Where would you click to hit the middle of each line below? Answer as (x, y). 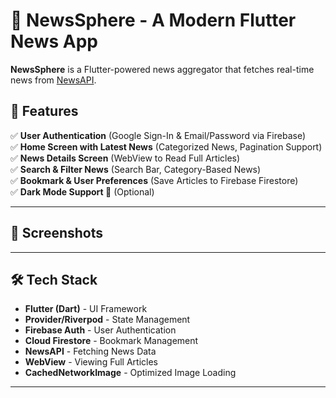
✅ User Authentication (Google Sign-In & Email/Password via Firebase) (158, 135)
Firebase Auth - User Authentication (100, 330)
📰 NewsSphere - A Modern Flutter (153, 20)
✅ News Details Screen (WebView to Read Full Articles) (125, 158)
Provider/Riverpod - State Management (107, 320)
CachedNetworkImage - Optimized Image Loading (130, 373)
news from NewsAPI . (53, 80)
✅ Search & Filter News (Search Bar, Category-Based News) (136, 169)
